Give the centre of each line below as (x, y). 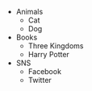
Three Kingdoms (56, 46)
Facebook (45, 71)
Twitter (40, 80)
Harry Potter (49, 54)
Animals (29, 12)
